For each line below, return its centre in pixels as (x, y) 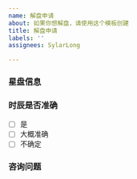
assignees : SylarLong (44, 46)
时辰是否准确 (33, 105)
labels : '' (26, 38)
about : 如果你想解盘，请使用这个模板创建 (69, 23)
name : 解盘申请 (31, 16)
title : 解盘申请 (33, 30)
